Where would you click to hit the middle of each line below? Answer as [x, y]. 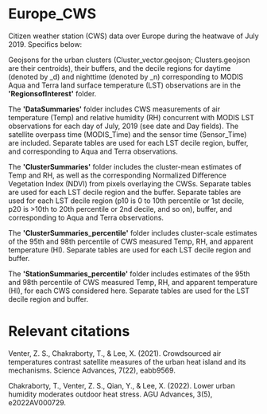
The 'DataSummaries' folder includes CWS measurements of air [114, 109]
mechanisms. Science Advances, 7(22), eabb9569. [92, 370]
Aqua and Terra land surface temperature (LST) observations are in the [124, 85]
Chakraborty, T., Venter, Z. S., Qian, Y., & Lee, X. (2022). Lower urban [122, 385]
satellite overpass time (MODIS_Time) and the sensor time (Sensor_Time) [128, 134]
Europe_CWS [52, 14]
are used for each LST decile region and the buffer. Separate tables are [125, 192]
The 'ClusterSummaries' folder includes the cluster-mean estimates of [125, 166]
